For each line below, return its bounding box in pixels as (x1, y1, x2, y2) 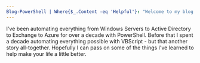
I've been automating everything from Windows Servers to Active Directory (6, 25, 191, 32)
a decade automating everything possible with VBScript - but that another (6, 37, 188, 45)
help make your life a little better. (6, 50, 87, 57)
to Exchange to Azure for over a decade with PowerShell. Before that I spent (6, 31, 193, 39)
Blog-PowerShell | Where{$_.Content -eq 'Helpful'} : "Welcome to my (6, 8, 180, 15)
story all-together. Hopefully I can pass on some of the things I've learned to (6, 44, 194, 51)
